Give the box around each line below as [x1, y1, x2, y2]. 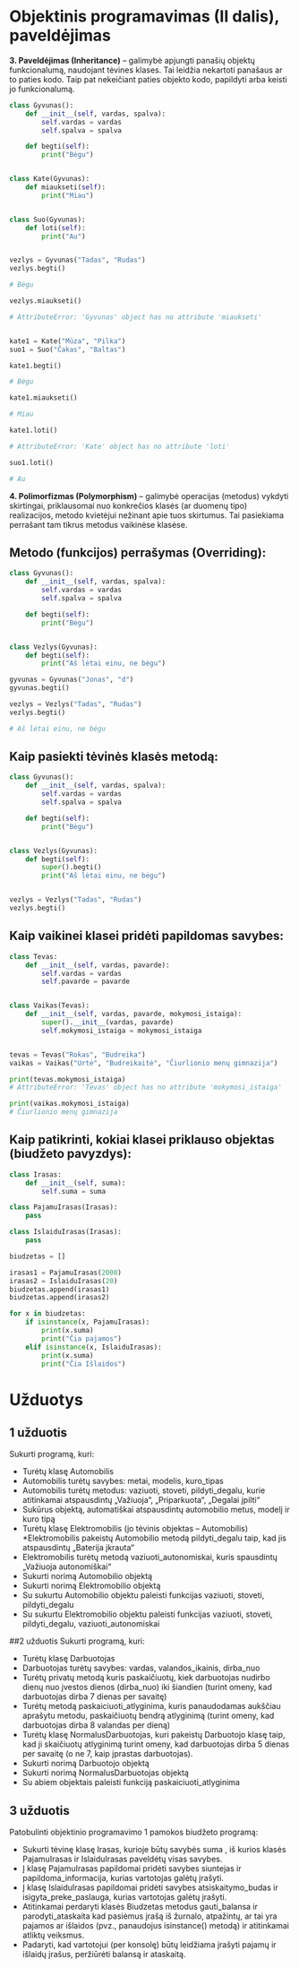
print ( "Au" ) [41, 231, 87, 241]
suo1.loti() [9, 458, 54, 467]
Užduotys [9, 1389, 83, 1410]
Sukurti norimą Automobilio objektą [21, 1571, 153, 1582]
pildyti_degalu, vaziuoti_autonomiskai [21, 1618, 160, 1629]
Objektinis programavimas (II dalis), [9, 6, 279, 27]
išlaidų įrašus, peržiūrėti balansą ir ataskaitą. [21, 1949, 186, 1960]
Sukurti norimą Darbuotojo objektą [21, 1758, 149, 1769]
